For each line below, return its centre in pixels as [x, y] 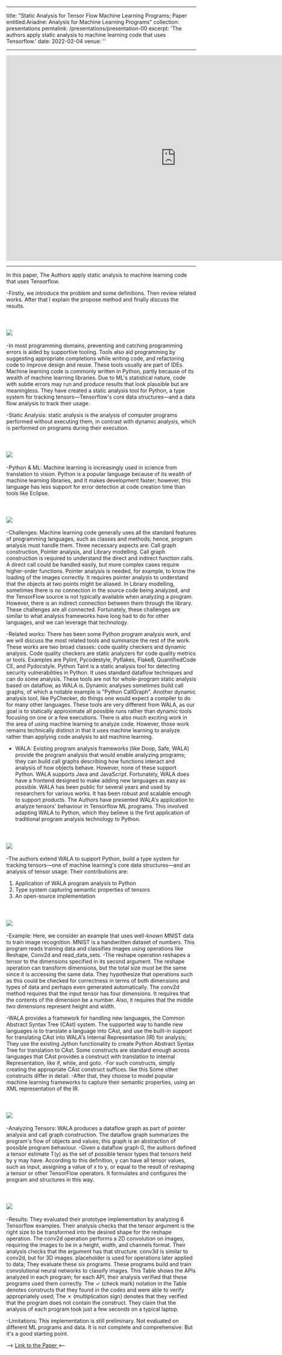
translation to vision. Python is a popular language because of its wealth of [99, 474]
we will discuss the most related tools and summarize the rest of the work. [99, 640]
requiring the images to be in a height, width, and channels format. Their [96, 1244]
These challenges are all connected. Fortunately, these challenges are [93, 610]
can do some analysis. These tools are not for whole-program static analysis [101, 679]
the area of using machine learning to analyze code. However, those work [98, 724]
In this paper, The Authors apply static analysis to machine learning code [97, 275]
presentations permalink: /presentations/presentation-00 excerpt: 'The [94, 28]
